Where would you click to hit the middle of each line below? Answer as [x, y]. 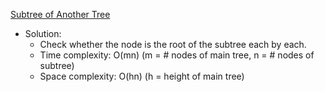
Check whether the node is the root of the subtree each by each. [173, 44]
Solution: [43, 33]
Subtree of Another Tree [60, 14]
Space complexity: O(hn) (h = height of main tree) [142, 76]
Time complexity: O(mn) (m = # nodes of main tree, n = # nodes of [177, 55]
